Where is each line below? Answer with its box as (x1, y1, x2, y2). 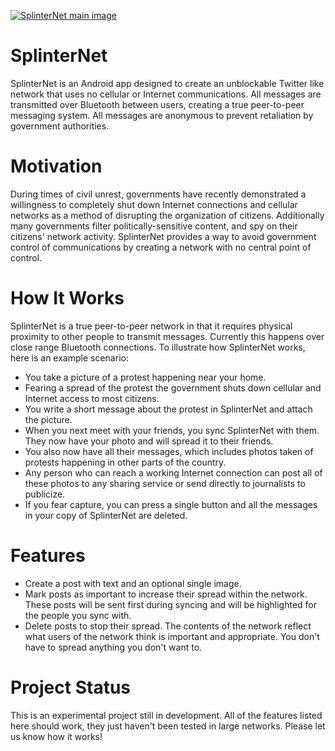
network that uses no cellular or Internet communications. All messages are (10, 88, 322, 100)
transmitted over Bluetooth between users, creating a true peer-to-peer (10, 98, 305, 110)
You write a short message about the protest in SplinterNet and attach (24, 403, 313, 415)
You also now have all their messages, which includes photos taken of (24, 445, 314, 457)
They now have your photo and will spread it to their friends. (24, 435, 274, 447)
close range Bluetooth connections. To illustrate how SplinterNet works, (10, 341, 306, 353)
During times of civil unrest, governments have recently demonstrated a (10, 188, 307, 200)
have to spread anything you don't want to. (24, 641, 203, 653)
